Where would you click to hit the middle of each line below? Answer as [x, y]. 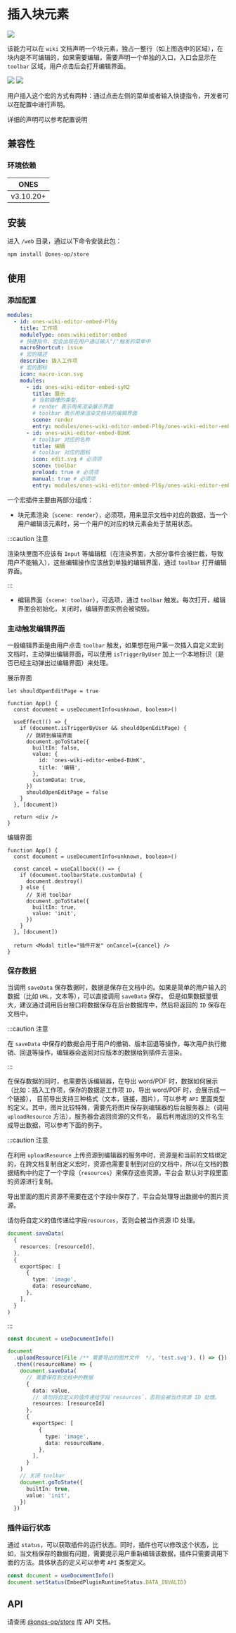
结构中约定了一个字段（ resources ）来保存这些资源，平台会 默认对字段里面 [120, 1173]
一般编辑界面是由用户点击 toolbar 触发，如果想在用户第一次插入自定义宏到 [115, 645]
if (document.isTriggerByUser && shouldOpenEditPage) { [104, 728]
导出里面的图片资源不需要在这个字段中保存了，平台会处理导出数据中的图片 [115, 1197]
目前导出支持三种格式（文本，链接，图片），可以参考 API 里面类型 [131, 1099]
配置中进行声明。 [44, 104]
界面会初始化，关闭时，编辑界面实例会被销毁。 [85, 608]
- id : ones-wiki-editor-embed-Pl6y [66, 321]
